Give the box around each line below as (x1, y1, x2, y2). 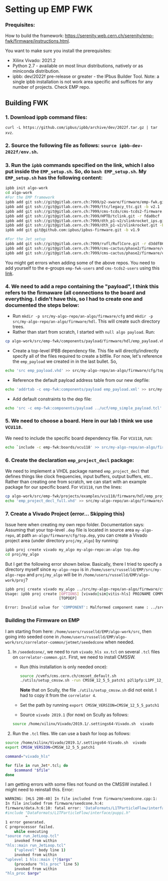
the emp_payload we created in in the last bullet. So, (12, 358, 117, 364)
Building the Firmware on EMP (5, 617, 80, 624)
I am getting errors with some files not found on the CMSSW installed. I (5, 781, 151, 787)
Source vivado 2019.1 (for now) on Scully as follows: (19, 712, 129, 718)
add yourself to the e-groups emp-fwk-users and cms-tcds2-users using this (5, 265, 160, 271)
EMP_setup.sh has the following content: (5, 174, 103, 181)
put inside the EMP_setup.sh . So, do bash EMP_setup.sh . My (5, 168, 146, 175)
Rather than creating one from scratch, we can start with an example (5, 479, 146, 485)
